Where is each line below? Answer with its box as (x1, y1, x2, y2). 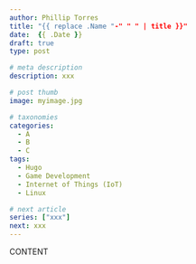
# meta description (9, 63, 83, 72)
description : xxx (9, 71, 75, 81)
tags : (9, 155, 30, 164)
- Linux (17, 188, 47, 197)
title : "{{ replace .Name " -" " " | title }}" (9, 22, 188, 31)
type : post (9, 47, 51, 56)
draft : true (9, 38, 54, 48)
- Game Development (17, 171, 91, 181)
